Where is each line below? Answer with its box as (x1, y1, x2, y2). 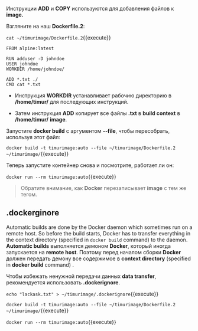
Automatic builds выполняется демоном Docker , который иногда (6, 242, 171, 250)
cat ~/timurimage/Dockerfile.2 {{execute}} (6, 34, 111, 41)
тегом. (20, 191, 37, 198)
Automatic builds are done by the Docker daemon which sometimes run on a (6, 224, 193, 231)
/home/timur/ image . (14, 116, 67, 123)
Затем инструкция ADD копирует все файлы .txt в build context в (14, 110, 180, 117)
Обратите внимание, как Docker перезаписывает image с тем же (20, 185, 187, 191)
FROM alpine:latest (6, 45, 54, 51)
